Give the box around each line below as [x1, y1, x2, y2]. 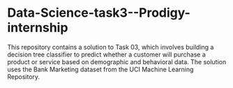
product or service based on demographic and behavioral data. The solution [7, 57, 227, 66]
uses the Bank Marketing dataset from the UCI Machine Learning [7, 65, 194, 73]
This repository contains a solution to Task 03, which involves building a [7, 43, 214, 51]
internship [7, 20, 68, 36]
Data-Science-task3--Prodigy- [7, 5, 190, 21]
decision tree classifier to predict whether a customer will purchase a [7, 50, 206, 59]
